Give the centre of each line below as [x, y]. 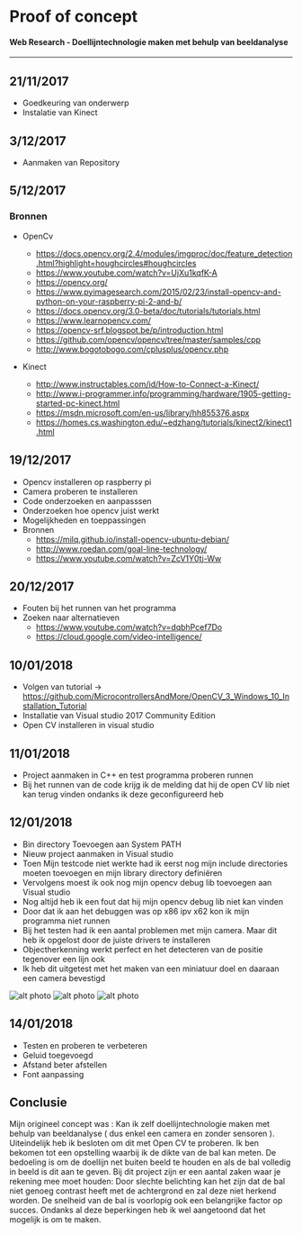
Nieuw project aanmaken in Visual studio [98, 853]
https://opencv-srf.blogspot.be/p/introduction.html [129, 329]
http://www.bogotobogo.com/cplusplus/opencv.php [132, 349]
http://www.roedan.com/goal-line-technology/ [121, 549]
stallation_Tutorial [54, 706]
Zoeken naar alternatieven [71, 617]
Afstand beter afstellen [65, 1065]
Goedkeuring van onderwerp [75, 103]
